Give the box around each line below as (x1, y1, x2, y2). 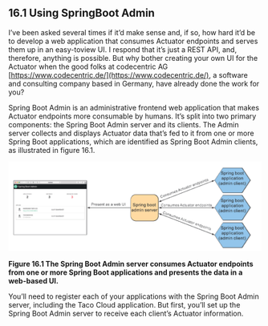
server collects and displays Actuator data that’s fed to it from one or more (8, 128, 254, 138)
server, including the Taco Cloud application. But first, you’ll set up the (8, 300, 241, 309)
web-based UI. (8, 276, 59, 285)
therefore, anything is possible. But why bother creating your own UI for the (8, 53, 258, 62)
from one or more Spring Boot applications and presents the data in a (8, 268, 243, 277)
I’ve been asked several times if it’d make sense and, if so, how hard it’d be (8, 27, 256, 37)
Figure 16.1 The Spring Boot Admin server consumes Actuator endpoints (8, 259, 254, 268)
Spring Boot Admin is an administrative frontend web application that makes (8, 103, 259, 112)
